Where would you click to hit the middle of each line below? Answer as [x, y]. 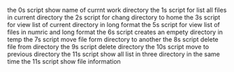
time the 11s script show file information [64, 61]
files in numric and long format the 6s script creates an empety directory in [115, 32]
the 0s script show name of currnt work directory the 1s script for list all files [117, 10]
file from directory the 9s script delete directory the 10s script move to [108, 47]
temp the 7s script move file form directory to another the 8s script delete [113, 39]
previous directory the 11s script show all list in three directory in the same [114, 54]
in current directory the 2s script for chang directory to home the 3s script [114, 17]
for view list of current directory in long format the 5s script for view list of [114, 25]
